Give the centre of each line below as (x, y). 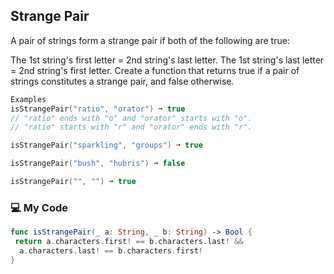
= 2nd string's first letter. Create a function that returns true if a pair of (155, 70)
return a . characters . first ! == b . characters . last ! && (129, 242)
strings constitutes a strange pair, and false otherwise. (122, 81)
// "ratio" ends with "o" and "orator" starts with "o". (131, 118)
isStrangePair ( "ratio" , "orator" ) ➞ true (98, 109)
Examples (28, 99)
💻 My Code (39, 207)
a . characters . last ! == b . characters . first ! (111, 250)
